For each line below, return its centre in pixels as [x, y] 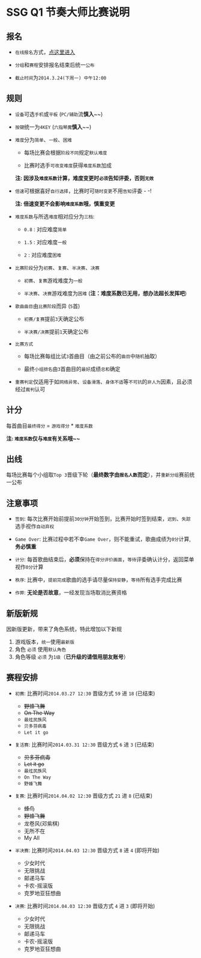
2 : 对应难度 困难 [43, 255]
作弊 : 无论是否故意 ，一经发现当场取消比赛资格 [71, 593]
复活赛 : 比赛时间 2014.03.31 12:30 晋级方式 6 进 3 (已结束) [85, 744]
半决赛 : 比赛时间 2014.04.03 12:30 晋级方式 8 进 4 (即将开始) [87, 850]
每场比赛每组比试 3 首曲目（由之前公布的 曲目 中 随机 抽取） [92, 356]
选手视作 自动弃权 [34, 526]
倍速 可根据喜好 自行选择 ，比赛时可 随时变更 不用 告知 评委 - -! [83, 191]
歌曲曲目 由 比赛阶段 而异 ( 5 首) [47, 306]
